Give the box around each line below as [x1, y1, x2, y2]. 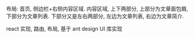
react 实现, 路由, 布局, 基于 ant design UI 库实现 [6, 26, 122, 32]
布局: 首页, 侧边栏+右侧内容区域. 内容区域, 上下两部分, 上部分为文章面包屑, [6, 5, 189, 12]
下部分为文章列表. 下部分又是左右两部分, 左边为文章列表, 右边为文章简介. [6, 12, 184, 20]
